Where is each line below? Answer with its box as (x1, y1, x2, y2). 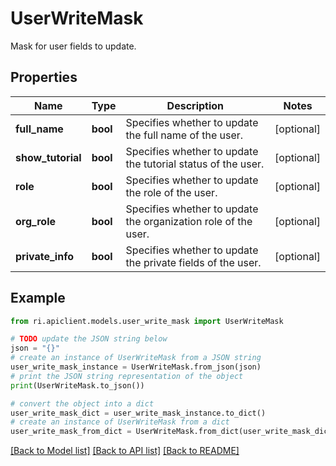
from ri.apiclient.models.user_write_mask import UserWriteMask (10, 316, 284, 326)
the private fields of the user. (125, 255, 262, 269)
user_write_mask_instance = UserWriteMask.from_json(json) (10, 362, 262, 372)
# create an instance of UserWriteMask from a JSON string (10, 353, 262, 363)
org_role (15, 214, 57, 228)
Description (166, 98, 225, 112)
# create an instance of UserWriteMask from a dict (10, 417, 230, 427)
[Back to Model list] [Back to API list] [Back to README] (10, 445, 240, 457)
